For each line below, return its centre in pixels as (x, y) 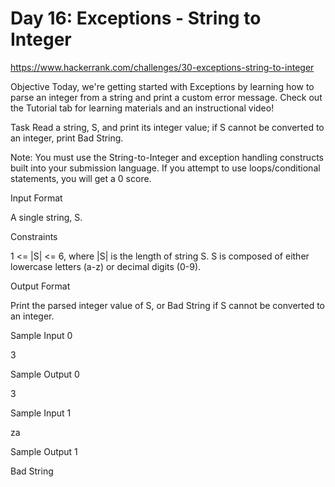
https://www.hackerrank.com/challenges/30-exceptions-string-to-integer (162, 67)
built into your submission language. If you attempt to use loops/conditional (165, 168)
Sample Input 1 (41, 413)
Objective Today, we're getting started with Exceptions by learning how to (162, 86)
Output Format (40, 286)
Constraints (34, 236)
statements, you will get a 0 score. (81, 178)
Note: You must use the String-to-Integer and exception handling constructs (167, 157)
